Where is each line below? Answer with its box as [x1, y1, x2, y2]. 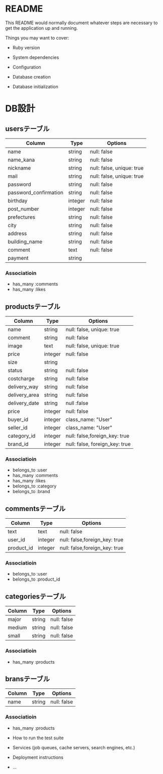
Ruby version [12, 44, 40, 50]
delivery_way [8, 383, 39, 390]
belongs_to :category [12, 483, 57, 489]
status [8, 367, 23, 374]
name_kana [8, 156, 35, 163]
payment [8, 254, 29, 261]
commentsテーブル [5, 504, 66, 513]
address [8, 230, 27, 237]
